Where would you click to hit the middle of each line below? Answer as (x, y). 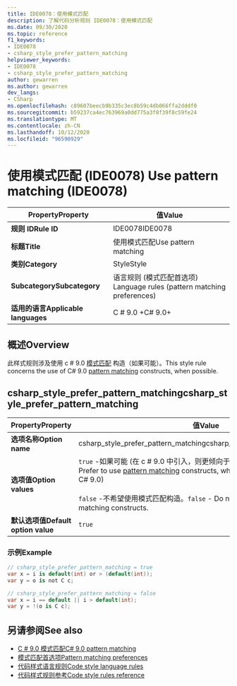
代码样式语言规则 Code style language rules (80, 666)
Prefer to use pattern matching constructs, (149, 470)
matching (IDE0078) (68, 191)
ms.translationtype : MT (42, 119)
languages (29, 318)
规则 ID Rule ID (35, 229)
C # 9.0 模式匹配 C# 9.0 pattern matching (77, 649)
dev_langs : (23, 93)
